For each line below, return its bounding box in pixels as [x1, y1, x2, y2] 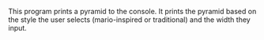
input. [8, 24, 28, 32]
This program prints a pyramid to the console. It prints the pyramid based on [8, 7, 257, 16]
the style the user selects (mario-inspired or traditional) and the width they [8, 15, 251, 24]
